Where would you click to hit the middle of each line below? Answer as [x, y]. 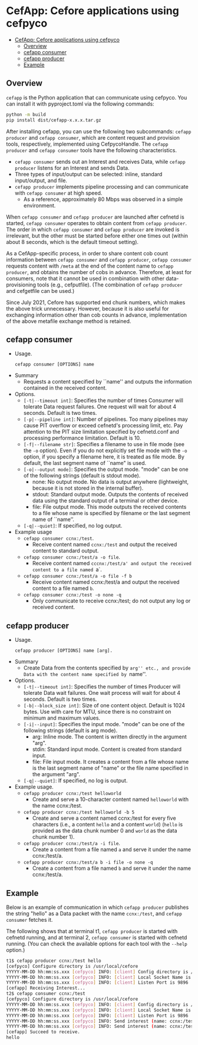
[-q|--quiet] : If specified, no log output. [73, 526]
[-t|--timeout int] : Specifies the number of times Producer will [102, 687]
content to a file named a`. [67, 569]
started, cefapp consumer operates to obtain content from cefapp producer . [97, 223]
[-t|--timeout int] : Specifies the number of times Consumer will [103, 400]
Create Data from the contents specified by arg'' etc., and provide [107, 668]
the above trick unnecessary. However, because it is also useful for [88, 308]
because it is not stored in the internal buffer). [88, 488]
